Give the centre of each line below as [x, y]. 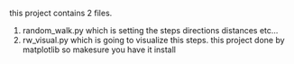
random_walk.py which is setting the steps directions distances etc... [150, 30]
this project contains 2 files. [61, 13]
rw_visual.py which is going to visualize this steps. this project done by [154, 40]
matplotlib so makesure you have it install [99, 50]
